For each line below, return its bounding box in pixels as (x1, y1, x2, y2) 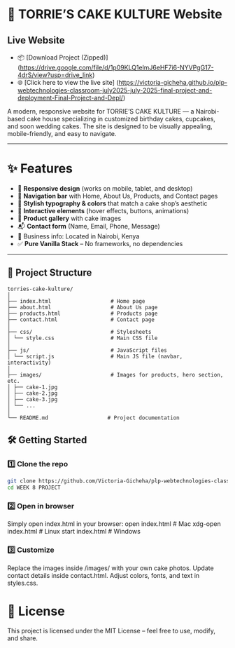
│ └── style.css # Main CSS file (7, 335, 158, 342)
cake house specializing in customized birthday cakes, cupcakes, (27, 115, 215, 123)
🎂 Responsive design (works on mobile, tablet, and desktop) (17, 184, 193, 192)
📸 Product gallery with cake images (17, 214, 122, 222)
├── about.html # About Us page (7, 304, 158, 311)
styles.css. (7, 579, 38, 587)
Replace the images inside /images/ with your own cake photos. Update (7, 564, 215, 572)
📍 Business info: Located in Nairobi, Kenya (17, 231, 140, 241)
